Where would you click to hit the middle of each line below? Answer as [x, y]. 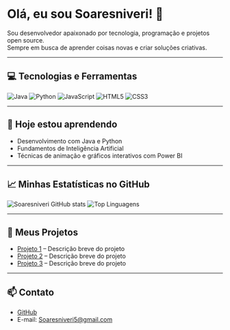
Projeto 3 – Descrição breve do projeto [72, 263]
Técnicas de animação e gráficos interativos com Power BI [100, 155]
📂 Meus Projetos [43, 232]
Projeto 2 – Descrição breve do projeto [72, 256]
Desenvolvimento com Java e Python [69, 141]
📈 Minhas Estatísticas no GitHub [79, 184]
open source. [26, 40]
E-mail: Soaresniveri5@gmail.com [65, 319]
